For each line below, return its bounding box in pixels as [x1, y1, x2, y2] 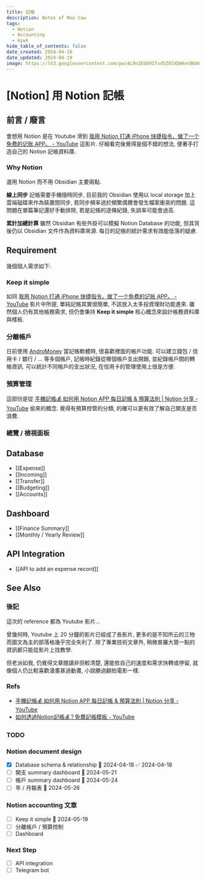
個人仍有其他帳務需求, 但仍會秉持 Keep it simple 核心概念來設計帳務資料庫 [11, 308, 200, 315]
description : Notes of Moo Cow [6, 15, 86, 21]
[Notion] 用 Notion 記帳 [6, 88, 124, 102]
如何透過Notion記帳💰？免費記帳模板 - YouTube [15, 713, 135, 721]
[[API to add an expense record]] [15, 565, 99, 572]
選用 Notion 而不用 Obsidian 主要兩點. [6, 178, 102, 185]
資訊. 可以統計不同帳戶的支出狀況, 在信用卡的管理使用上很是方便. [11, 363, 175, 370]
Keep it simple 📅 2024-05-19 [15, 815, 88, 822]
